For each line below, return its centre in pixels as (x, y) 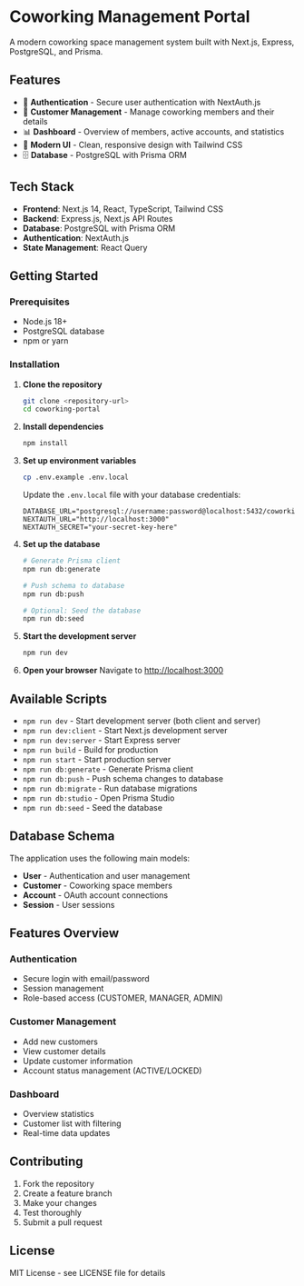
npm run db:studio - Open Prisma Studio (98, 798)
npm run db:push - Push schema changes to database (123, 778)
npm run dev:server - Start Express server (102, 740)
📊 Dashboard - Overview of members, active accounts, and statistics (153, 131)
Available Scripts (58, 698)
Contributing (46, 1162)
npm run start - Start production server (97, 759)
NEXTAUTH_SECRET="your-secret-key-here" (100, 528)
